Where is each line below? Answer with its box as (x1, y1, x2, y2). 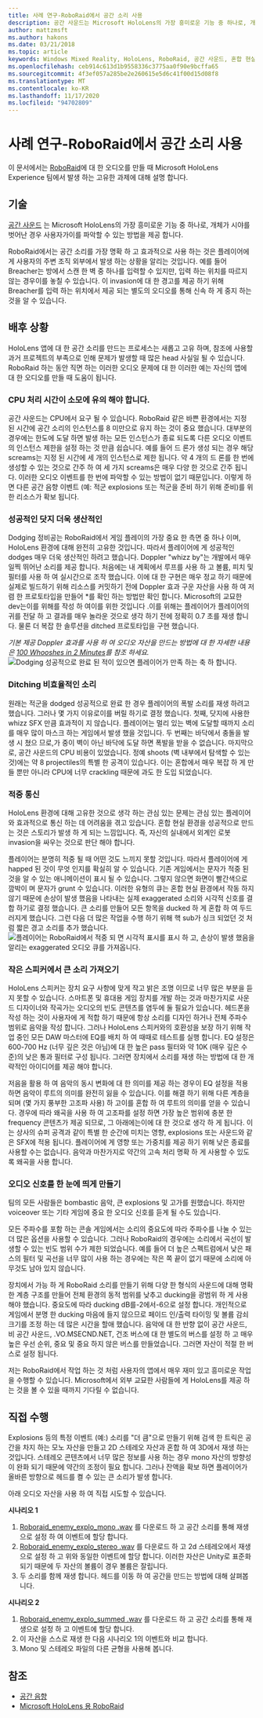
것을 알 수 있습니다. (8, 295, 67, 305)
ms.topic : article (8, 48, 68, 56)
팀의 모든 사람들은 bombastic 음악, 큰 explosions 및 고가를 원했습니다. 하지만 (8, 1198, 245, 1208)
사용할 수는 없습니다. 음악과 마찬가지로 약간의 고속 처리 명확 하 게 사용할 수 (8, 1147, 236, 1157)
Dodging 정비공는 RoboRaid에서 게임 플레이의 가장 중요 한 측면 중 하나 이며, (8, 533, 241, 543)
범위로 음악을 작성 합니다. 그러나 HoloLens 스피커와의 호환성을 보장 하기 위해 (8, 1022, 243, 1033)
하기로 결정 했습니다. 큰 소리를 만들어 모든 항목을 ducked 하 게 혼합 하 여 (16, 903, 238, 912)
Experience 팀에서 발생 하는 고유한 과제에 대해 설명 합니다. (8, 173, 189, 182)
